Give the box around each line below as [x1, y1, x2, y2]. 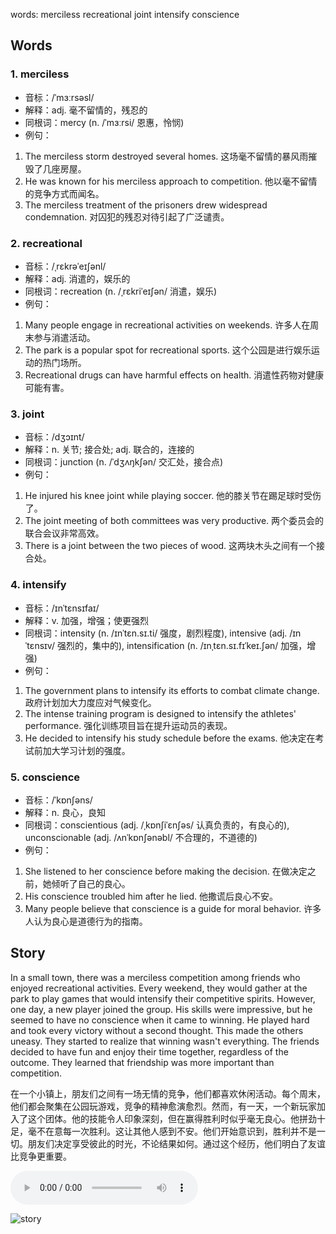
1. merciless [10, 67, 70, 81]
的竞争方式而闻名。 [24, 187, 105, 199]
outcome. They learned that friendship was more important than [10, 1056, 275, 1068]
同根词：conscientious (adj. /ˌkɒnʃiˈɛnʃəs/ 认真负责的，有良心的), [24, 819, 290, 831]
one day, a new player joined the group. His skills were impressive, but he [10, 1003, 313, 1015]
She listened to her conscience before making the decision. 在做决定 [24, 865, 308, 877]
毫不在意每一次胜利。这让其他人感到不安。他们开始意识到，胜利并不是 [27, 1125, 317, 1137]
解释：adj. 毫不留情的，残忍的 [24, 104, 148, 116]
